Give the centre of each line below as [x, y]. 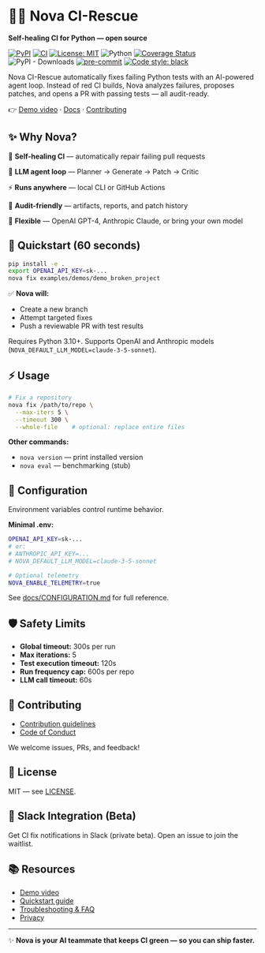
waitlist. [21, 843]
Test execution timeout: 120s [68, 663]
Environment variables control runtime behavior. [86, 510]
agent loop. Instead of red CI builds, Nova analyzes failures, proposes [121, 85]
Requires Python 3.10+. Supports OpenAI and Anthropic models [111, 342]
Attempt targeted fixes [56, 318]
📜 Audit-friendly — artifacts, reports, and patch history [98, 205]
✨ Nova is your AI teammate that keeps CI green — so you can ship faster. [131, 940]
